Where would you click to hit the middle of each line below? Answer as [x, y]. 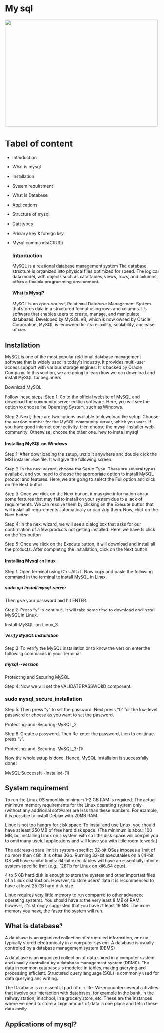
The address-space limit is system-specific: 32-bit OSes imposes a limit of [80, 850]
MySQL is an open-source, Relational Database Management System [82, 304]
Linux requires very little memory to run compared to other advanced [74, 895]
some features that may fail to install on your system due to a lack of [74, 499]
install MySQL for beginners [33, 378]
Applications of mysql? [41, 1024]
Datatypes [22, 224]
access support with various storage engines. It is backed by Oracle [73, 367]
